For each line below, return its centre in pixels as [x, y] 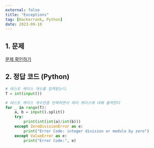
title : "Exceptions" [27, 15]
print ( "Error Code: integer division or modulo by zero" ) [86, 131]
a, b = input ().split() [40, 112]
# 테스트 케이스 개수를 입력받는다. [37, 89]
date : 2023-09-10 [24, 24]
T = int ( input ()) [24, 94]
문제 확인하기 [18, 60]
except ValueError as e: [41, 136]
